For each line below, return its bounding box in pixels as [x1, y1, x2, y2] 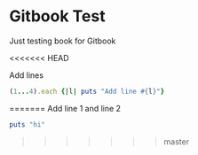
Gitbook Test [9, 6, 106, 27]
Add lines [9, 69, 44, 81]
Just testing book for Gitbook [9, 35, 116, 46]
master [163, 136, 189, 147]
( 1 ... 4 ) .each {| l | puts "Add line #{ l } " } [9, 87, 165, 96]
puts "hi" [9, 120, 46, 129]
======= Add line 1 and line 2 [9, 103, 122, 113]
